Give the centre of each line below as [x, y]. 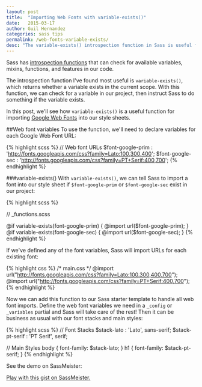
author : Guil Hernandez [36, 29]
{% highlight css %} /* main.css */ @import [60, 268]
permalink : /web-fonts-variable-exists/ [58, 40]
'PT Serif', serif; [48, 336]
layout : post [23, 12]
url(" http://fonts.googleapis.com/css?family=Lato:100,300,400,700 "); [92, 275]
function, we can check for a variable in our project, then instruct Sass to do [100, 93]
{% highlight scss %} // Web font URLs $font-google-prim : [80, 147]
